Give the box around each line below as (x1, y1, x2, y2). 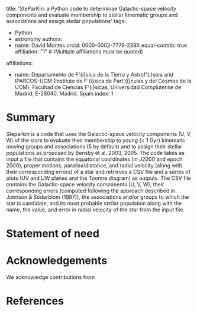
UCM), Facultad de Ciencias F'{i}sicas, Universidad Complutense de (14, 84, 182, 91)
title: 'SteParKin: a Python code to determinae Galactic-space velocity (6, 5, 176, 12)
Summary (6, 111, 55, 124)
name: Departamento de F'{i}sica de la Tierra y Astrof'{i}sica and (14, 71, 173, 78)
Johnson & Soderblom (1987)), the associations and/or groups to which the (6, 193, 189, 201)
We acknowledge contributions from (6, 274, 95, 281)
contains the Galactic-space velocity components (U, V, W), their (6, 180, 164, 188)
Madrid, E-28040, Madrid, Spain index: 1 (14, 90, 114, 97)
